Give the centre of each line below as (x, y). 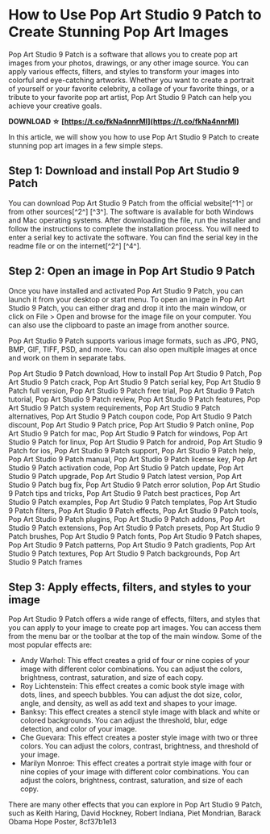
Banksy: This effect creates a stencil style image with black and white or (140, 712)
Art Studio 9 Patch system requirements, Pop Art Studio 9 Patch (114, 407)
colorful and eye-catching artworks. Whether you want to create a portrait (131, 80)
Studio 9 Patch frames (46, 561)
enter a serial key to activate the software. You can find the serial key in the (133, 237)
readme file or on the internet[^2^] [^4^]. (75, 246)
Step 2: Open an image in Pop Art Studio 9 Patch (132, 271)
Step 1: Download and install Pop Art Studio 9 (124, 171)
